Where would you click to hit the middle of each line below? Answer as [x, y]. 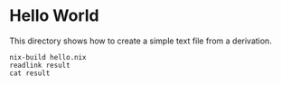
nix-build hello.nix [48, 57]
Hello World [54, 16]
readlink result [40, 65]
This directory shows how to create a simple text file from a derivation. [141, 41]
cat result [30, 73]
